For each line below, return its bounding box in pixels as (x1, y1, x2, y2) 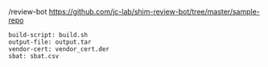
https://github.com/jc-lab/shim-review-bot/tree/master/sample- (48, 7, 260, 16)
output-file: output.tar (8, 38, 92, 46)
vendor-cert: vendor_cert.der (8, 45, 110, 53)
